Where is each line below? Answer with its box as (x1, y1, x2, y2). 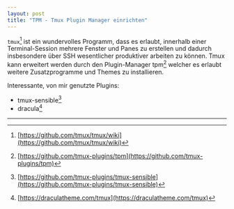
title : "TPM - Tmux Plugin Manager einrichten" (7, 17, 148, 24)
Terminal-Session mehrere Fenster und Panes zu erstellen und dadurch (7, 45, 212, 53)
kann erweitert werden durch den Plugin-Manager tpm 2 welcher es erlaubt (7, 59, 221, 68)
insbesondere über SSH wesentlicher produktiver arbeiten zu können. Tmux (7, 52, 225, 60)
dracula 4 (17, 103, 43, 113)
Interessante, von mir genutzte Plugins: (7, 81, 120, 89)
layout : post (7, 10, 45, 17)
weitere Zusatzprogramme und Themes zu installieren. (7, 68, 164, 76)
